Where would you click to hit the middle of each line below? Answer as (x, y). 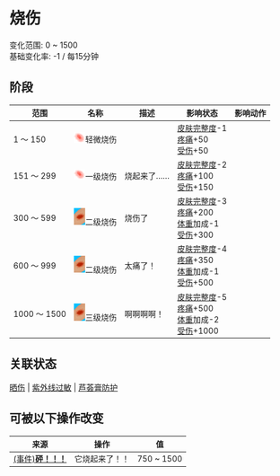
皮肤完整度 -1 (202, 128)
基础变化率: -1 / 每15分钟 (54, 56)
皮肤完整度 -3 (202, 201)
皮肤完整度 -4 (202, 249)
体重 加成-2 (198, 319)
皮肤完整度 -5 (202, 296)
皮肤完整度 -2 (202, 164)
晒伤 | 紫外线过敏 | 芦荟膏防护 (64, 387)
